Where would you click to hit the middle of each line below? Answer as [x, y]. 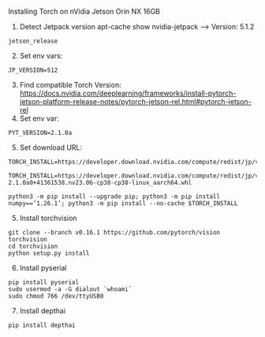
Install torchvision [48, 218]
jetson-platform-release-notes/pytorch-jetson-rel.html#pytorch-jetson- [136, 101]
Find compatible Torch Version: [70, 85]
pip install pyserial [44, 283]
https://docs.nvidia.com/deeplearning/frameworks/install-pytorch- [128, 93]
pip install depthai [42, 325]
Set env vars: [41, 56]
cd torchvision [33, 246]
